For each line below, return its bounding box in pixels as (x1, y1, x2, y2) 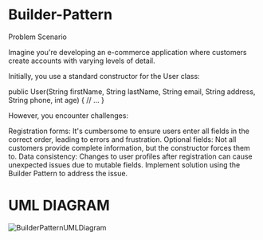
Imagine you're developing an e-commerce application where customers (8, 47, 247, 57)
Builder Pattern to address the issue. (8, 168, 128, 178)
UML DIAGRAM (8, 197, 110, 214)
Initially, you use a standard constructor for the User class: (8, 71, 201, 81)
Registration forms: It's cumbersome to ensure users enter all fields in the (8, 126, 249, 136)
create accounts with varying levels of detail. (8, 56, 155, 65)
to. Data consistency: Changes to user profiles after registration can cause (8, 151, 253, 161)
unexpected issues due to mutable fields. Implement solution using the (8, 159, 241, 169)
